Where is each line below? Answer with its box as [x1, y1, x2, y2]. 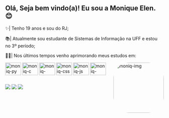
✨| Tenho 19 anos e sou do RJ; [5, 25, 69, 31]
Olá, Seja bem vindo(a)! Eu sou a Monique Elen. [5, 4, 156, 13]
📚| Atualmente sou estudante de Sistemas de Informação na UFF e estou [5, 35, 157, 42]
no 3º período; [5, 43, 36, 49]
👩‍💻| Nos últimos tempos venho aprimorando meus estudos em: [5, 52, 137, 58]
